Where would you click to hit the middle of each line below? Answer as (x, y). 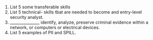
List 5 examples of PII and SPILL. (43, 33)
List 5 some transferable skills (40, 7)
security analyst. (27, 17)
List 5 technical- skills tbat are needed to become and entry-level (76, 12)
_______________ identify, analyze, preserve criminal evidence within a (79, 22)
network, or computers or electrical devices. (55, 27)
